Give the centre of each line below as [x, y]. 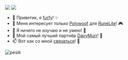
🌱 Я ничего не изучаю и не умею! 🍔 [49, 30]
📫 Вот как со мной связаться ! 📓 [46, 41]
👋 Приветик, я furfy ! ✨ [35, 18]
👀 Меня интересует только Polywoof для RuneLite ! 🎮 [68, 23]
